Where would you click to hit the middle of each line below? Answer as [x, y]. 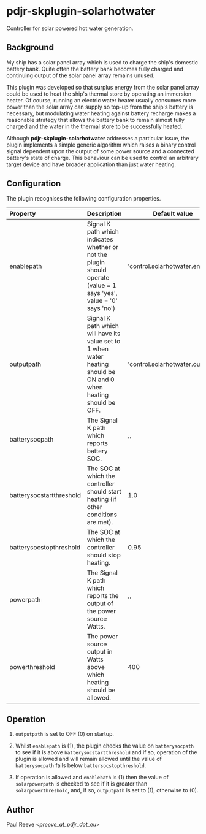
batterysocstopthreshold [45, 547]
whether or [103, 247]
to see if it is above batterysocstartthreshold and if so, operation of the [106, 752]
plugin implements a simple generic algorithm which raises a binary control [101, 145]
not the [97, 254]
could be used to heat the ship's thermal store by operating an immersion [99, 94]
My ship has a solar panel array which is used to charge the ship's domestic [102, 62]
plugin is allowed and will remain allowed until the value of [89, 759]
